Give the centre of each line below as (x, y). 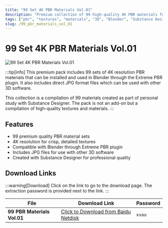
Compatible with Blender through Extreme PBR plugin (67, 147)
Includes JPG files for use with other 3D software (63, 152)
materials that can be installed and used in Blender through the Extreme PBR (84, 78)
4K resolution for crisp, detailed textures (54, 142)
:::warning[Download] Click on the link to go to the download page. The (79, 185)
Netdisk (70, 217)
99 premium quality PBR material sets (51, 136)
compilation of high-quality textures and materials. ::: (59, 109)
